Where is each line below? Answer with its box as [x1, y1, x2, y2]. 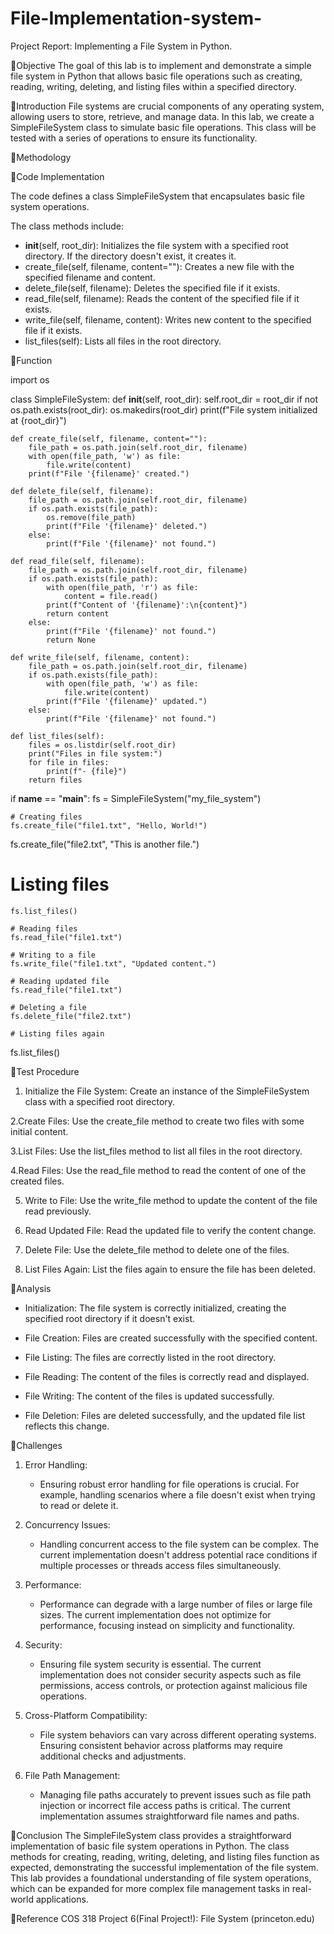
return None [46, 635, 97, 645]
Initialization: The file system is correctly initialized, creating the [24, 1302, 287, 1314]
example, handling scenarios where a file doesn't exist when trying [39, 1488, 316, 1501]
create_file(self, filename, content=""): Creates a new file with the [24, 260, 295, 272]
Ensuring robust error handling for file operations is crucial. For [39, 1478, 300, 1490]
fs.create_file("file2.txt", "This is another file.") [10, 838, 200, 850]
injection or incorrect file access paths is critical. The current [39, 1799, 291, 1811]
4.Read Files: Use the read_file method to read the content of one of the [10, 1164, 307, 1176]
